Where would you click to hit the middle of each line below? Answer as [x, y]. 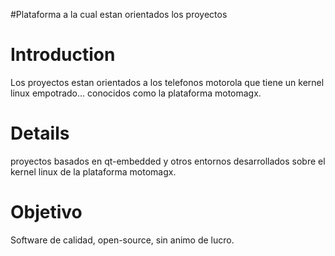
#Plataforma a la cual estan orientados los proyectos [119, 14]
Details [40, 133]
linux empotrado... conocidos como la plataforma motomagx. [136, 93]
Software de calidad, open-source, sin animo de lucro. [122, 240]
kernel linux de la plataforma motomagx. [93, 171]
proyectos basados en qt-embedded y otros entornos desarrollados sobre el [168, 161]
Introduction [63, 55]
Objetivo [46, 212]
